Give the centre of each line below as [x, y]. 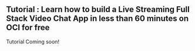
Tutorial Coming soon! [33, 41]
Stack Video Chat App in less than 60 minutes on [97, 19]
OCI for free [28, 28]
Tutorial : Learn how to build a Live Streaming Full [98, 10]
